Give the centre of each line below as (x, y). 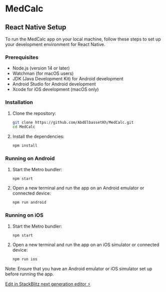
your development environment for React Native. (55, 44)
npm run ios (25, 259)
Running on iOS (24, 215)
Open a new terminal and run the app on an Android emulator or (78, 188)
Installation (19, 102)
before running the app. (29, 274)
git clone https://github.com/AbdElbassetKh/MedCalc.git (73, 122)
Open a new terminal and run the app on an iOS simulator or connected (86, 245)
